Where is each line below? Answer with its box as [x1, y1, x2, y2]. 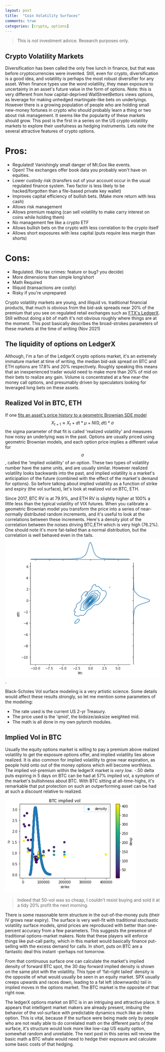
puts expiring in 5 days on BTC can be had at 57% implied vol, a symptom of [5, 772, 160, 778]
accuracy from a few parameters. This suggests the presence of [22, 928, 152, 933]
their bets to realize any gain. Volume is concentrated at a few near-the [5, 374, 149, 380]
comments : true [5, 18, 36, 23]
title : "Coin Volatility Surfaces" [5, 13, 80, 18]
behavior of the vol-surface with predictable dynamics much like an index [5, 1010, 154, 1015]
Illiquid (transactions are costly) [12, 284, 76, 290]
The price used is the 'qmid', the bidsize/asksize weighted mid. [12, 714, 140, 720]
